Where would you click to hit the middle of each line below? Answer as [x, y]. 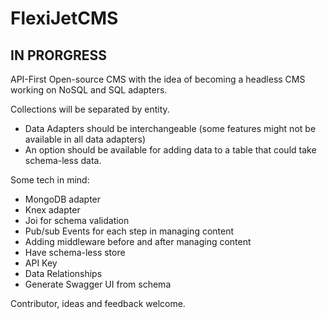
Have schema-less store [75, 252]
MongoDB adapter [63, 199]
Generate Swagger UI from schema [98, 284]
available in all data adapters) [85, 139]
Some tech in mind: [50, 180]
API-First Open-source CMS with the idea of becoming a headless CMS [158, 79]
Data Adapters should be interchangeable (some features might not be [170, 128]
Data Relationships [63, 273]
